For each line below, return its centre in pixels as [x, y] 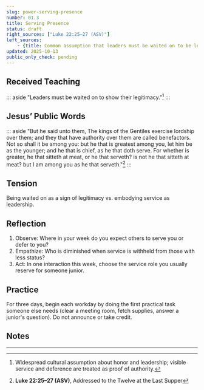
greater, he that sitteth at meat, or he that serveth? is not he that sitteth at [98, 157]
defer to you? [32, 245]
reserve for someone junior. [50, 270]
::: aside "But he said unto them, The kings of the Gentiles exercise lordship [100, 131]
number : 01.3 [23, 18]
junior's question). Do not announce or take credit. [69, 317]
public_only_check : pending [42, 57]
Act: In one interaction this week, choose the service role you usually [101, 264]
